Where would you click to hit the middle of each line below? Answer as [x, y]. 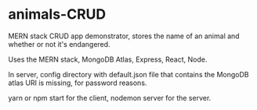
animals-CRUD [57, 14]
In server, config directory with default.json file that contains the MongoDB [128, 74]
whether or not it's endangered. [60, 44]
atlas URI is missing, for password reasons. [78, 83]
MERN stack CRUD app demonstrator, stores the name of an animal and [124, 36]
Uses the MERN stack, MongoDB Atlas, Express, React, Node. [108, 59]
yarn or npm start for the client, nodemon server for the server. [110, 98]
